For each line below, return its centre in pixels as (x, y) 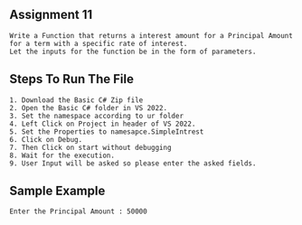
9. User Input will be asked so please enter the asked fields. (133, 163)
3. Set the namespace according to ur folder (96, 116)
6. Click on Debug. (46, 139)
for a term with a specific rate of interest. (99, 43)
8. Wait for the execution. (62, 155)
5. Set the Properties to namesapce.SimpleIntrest (107, 131)
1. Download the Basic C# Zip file (76, 100)
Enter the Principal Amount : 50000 (78, 211)
